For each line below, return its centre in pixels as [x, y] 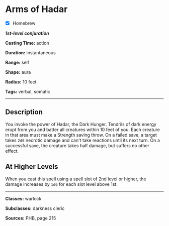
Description [24, 112]
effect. [12, 151]
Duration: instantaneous [31, 53]
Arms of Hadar [36, 9]
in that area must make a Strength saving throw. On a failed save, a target [81, 135]
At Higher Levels [32, 167]
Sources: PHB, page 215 [31, 218]
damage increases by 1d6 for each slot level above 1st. [62, 184]
